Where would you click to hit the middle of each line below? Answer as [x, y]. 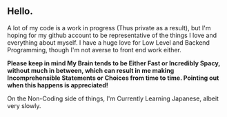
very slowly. [24, 105]
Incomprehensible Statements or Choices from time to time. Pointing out [113, 78]
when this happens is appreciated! [58, 85]
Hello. [20, 11]
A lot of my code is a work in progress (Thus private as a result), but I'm [109, 28]
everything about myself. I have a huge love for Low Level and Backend [109, 42]
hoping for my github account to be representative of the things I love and [112, 35]
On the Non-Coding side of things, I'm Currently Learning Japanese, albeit [113, 98]
